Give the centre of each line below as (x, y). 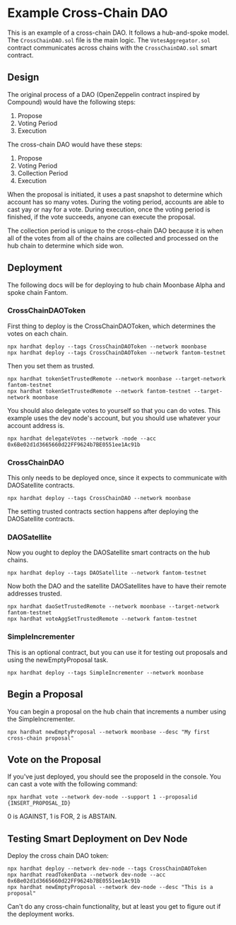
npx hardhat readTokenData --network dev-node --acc (87, 875)
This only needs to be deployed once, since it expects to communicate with (117, 478)
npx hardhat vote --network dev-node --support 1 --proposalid (102, 797)
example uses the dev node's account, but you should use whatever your (114, 418)
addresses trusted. (35, 594)
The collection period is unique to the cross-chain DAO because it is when (116, 231)
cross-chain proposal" (41, 738)
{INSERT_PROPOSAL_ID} (39, 803)
